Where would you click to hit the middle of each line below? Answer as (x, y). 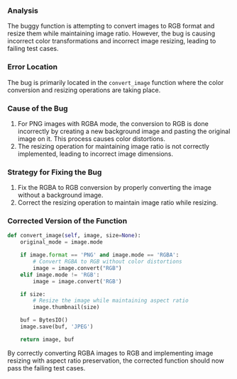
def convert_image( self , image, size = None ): (74, 236)
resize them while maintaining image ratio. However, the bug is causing (111, 33)
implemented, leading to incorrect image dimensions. (95, 154)
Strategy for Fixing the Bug (55, 172)
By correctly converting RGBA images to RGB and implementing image (110, 353)
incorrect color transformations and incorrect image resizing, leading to (112, 41)
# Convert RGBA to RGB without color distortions (108, 262)
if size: (33, 294)
